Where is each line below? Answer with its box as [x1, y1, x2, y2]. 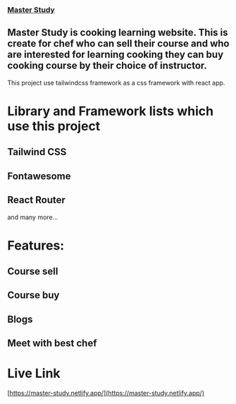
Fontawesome [7, 170, 72, 182]
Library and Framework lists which [7, 103, 213, 119]
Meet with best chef [7, 337, 97, 350]
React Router [7, 194, 66, 206]
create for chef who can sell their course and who [7, 37, 230, 50]
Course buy [7, 289, 60, 301]
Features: [7, 238, 65, 253]
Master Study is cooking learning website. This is [7, 27, 228, 39]
